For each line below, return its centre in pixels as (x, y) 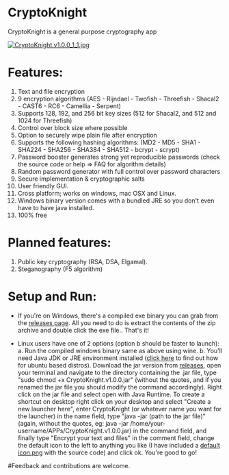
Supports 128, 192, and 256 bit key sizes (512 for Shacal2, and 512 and (117, 113)
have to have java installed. (56, 207)
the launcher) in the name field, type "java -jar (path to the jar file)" (111, 416)
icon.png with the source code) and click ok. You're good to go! (107, 452)
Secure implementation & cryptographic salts (81, 179)
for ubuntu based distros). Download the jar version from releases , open (119, 365)
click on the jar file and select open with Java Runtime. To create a (111, 394)
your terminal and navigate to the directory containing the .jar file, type (117, 372)
